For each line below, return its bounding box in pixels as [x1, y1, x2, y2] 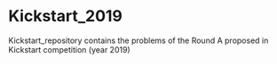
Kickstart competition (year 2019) [8, 44, 131, 54]
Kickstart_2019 [8, 6, 123, 26]
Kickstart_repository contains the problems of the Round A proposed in [8, 35, 269, 46]
